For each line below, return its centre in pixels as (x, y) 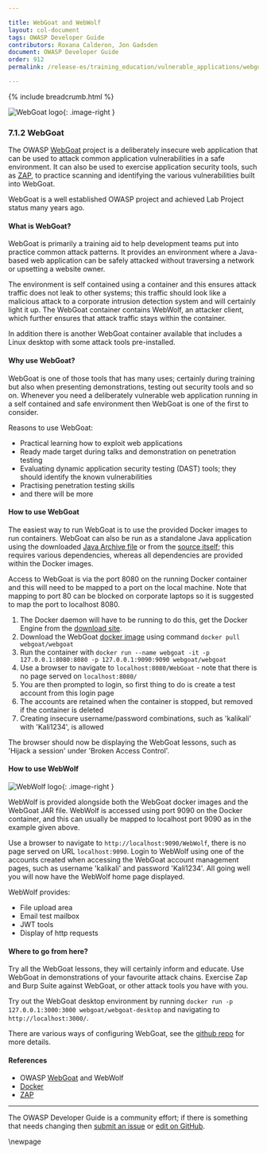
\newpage (25, 1142)
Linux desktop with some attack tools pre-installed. (92, 342)
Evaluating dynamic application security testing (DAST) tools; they (128, 468)
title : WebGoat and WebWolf (55, 22)
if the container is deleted (62, 710)
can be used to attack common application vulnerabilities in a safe (116, 158)
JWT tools (37, 924)
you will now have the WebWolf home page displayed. (97, 876)
